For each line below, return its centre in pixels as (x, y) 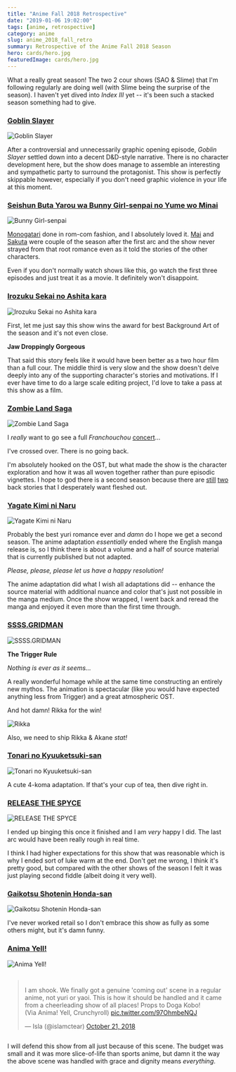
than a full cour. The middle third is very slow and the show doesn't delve (113, 367)
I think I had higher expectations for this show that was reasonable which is (116, 853)
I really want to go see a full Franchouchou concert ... (84, 437)
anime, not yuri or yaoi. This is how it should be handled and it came (123, 997)
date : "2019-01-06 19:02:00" (50, 20)
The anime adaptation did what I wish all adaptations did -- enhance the (111, 584)
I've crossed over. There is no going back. (68, 451)
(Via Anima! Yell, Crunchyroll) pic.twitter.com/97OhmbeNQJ (111, 1012)
